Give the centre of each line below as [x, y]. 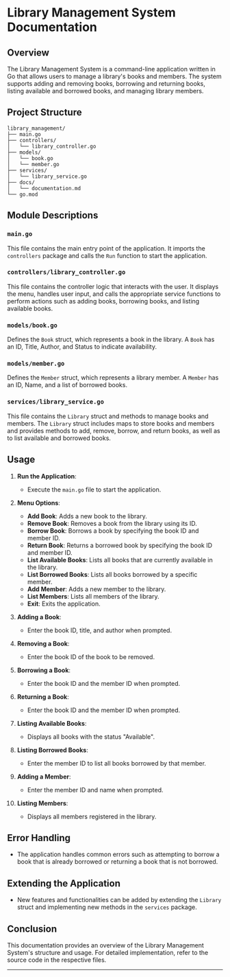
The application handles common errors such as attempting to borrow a [118, 854]
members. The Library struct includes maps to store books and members [111, 423]
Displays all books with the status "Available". [91, 737]
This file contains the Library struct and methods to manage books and [108, 416]
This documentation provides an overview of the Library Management [105, 945]
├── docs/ [21, 182]
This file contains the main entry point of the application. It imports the [106, 248]
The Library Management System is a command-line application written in [111, 69]
